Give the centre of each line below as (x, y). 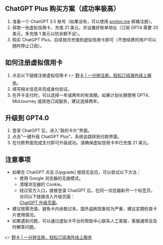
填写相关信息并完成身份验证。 (42, 89)
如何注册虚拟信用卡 (34, 63)
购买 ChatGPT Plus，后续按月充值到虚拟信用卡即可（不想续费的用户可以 (84, 39)
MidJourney (24, 101)
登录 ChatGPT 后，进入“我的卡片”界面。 (52, 131)
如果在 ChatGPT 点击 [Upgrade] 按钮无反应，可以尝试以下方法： (76, 172)
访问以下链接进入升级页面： (47, 197)
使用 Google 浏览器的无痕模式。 (51, 178)
